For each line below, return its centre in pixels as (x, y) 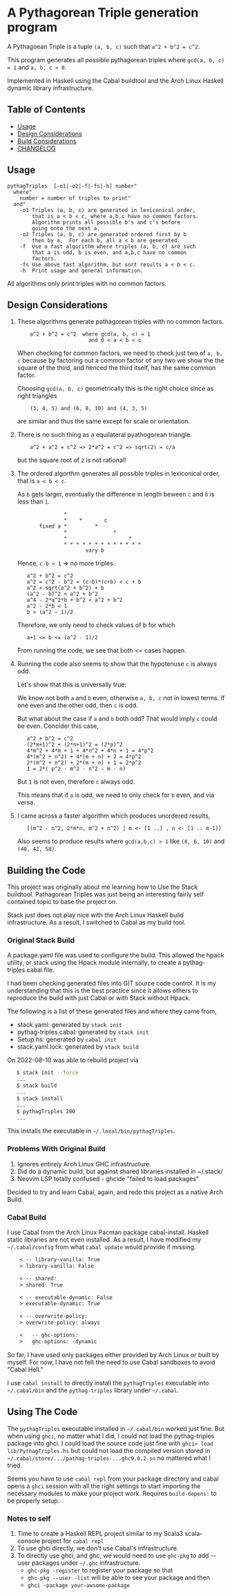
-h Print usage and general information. (81, 271)
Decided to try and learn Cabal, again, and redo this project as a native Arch (115, 1192)
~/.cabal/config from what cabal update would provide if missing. (101, 1247)
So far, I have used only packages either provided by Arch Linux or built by (113, 1354)
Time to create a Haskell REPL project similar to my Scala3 (100, 1533)
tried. (15, 1465)
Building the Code (47, 871)
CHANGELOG (37, 148)
